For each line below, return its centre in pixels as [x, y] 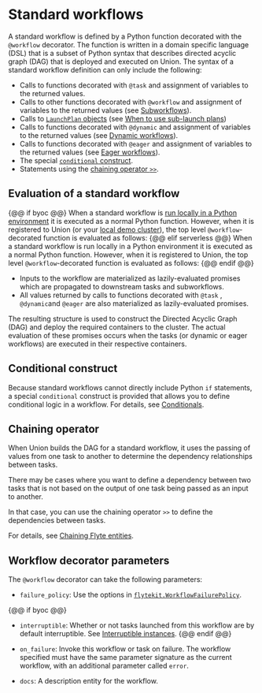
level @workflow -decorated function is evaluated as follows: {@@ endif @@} [131, 263]
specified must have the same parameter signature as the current [125, 658]
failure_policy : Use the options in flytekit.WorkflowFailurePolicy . [131, 595]
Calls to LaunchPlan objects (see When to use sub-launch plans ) [123, 118]
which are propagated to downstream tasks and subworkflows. [122, 286]
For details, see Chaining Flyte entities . [71, 536]
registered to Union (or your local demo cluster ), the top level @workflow [124, 229]
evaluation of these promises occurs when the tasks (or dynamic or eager [128, 335]
